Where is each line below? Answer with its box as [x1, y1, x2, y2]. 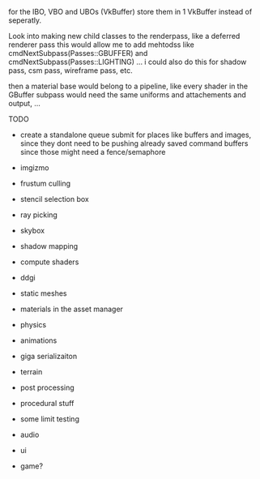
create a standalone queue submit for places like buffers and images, [19, 130, 252, 139]
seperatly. [8, 15, 42, 25]
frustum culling [19, 178, 71, 188]
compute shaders [19, 257, 79, 267]
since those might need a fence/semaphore [19, 148, 166, 156]
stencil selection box [19, 195, 89, 203]
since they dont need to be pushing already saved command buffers [19, 139, 249, 148]
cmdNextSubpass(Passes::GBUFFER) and [8, 49, 148, 58]
